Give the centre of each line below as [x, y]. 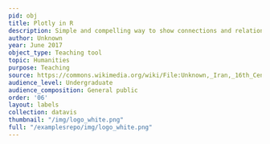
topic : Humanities [39, 61]
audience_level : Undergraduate [61, 82]
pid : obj [23, 16]
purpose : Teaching [39, 68]
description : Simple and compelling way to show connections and [120, 30]
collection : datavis [43, 113]
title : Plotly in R [41, 23]
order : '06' [28, 98]
